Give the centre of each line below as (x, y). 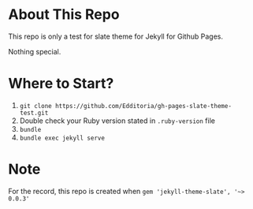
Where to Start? (61, 84)
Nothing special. (35, 51)
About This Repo (64, 15)
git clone (36, 106)
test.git (34, 113)
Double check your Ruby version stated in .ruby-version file (117, 121)
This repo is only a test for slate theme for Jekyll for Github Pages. (115, 36)
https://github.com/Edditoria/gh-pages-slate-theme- (143, 106)
